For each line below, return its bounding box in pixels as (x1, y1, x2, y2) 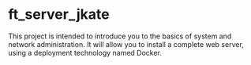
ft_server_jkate (8, 5, 110, 23)
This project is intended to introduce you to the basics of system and (8, 31, 232, 41)
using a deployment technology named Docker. (8, 48, 162, 57)
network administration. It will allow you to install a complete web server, (8, 39, 245, 49)
